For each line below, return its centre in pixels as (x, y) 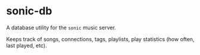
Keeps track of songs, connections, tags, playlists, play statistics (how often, (100, 39)
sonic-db (29, 11)
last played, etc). (27, 45)
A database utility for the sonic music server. (61, 27)
